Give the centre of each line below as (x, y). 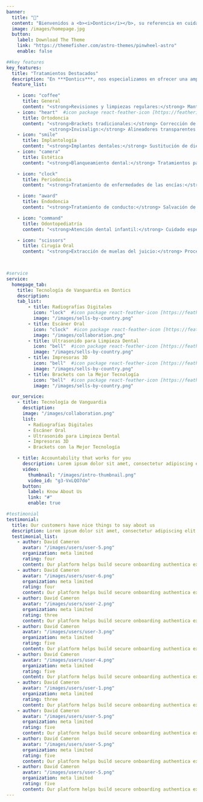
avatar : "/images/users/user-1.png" (68, 688)
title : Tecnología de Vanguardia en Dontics (74, 290)
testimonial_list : (35, 536)
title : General (41, 101)
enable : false (35, 51)
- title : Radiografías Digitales (70, 307)
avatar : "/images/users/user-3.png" (68, 632)
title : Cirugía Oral (48, 246)
